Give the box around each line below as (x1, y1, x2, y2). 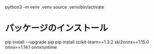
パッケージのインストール (5, 23, 108, 34)
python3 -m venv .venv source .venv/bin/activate (5, 4, 104, 10)
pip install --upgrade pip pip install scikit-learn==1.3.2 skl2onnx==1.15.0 (5, 39, 150, 45)
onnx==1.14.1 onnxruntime (5, 44, 57, 50)
